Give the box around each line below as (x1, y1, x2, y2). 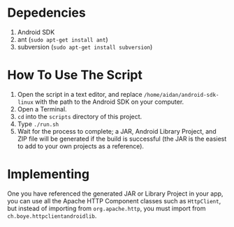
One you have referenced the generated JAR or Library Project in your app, (7, 189, 224, 198)
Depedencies (7, 5, 86, 21)
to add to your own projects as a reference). (17, 141, 145, 150)
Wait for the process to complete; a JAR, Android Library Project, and (17, 127, 217, 135)
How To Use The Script (7, 68, 143, 83)
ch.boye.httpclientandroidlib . (7, 211, 97, 220)
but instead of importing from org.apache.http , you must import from (7, 204, 206, 212)
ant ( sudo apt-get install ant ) (17, 35, 108, 43)
